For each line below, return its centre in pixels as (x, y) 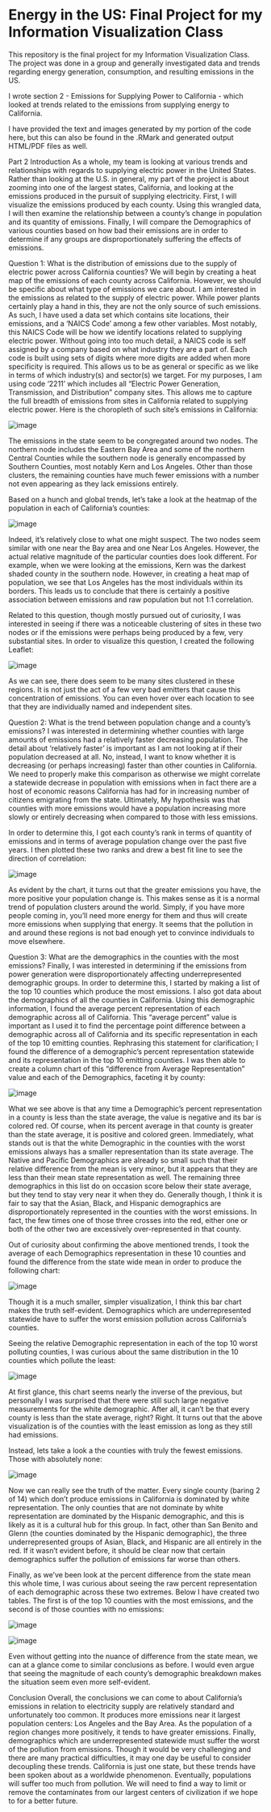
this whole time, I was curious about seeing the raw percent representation (133, 1583)
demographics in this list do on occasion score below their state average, (130, 1186)
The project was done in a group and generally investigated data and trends (134, 63)
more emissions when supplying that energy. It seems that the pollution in (131, 924)
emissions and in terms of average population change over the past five (128, 841)
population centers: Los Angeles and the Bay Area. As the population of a (130, 1723)
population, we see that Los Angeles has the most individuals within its (126, 582)
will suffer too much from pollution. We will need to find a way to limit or (127, 1783)
